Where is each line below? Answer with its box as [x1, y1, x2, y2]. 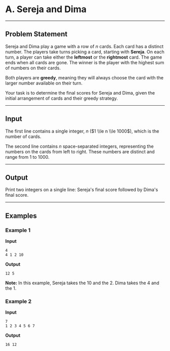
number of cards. [5, 133, 41, 140]
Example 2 [5, 297, 32, 304]
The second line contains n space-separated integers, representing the [5, 143, 154, 149]
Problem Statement [5, 30, 68, 38]
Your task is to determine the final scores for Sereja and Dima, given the [5, 90, 155, 96]
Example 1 [5, 227, 31, 234]
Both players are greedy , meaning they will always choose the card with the [5, 74, 163, 80]
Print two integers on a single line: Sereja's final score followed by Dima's [5, 187, 158, 193]
